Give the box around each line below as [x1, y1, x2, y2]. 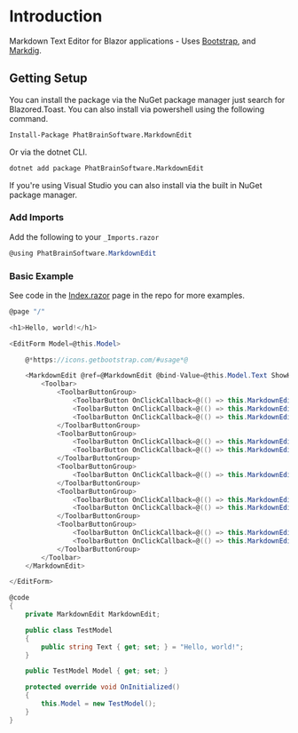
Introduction [9, 6, 103, 27]
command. [9, 113, 49, 123]
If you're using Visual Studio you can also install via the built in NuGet [9, 179, 263, 190]
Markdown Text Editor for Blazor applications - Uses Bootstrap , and [9, 36, 256, 46]
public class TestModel [25, 625, 114, 634]
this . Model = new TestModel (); [41, 699, 157, 708]
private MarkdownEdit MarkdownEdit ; [25, 610, 161, 619]
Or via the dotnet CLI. [9, 147, 88, 157]
